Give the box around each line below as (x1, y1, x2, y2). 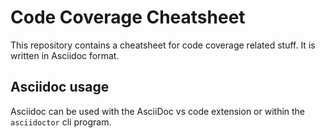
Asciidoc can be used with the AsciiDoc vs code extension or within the (10, 105, 306, 117)
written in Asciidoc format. (10, 49, 120, 61)
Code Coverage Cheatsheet (10, 6, 246, 29)
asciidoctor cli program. (10, 116, 112, 128)
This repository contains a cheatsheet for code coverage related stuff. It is (10, 39, 316, 51)
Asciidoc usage (10, 79, 110, 96)
